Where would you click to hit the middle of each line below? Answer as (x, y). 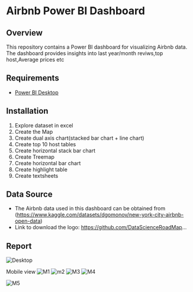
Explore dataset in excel (44, 125)
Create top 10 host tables (45, 144)
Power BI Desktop (36, 92)
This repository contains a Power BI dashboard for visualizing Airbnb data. (97, 47)
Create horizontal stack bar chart (55, 150)
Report (19, 246)
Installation (27, 111)
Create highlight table (41, 169)
